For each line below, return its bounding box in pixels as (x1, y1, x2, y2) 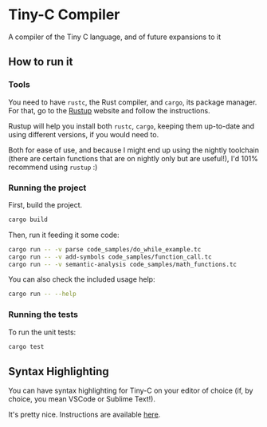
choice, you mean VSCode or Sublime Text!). (8, 394, 155, 404)
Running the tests (8, 309, 78, 320)
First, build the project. (8, 200, 83, 209)
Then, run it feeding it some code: (8, 230, 120, 239)
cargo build (8, 215, 48, 223)
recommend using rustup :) (8, 162, 98, 172)
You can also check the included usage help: (8, 275, 155, 284)
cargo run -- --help (8, 290, 77, 299)
